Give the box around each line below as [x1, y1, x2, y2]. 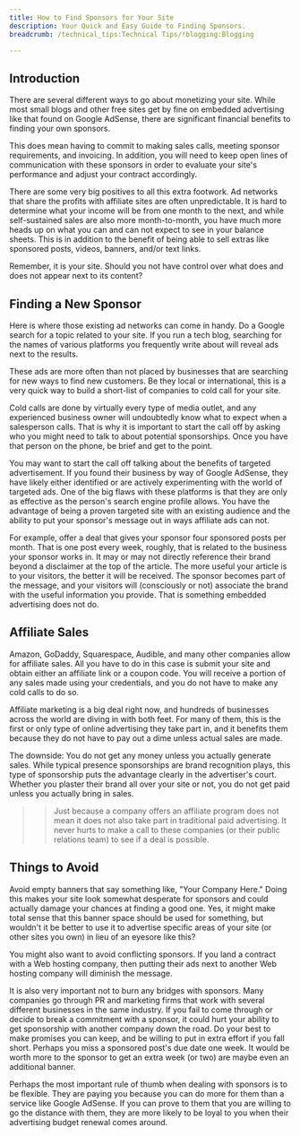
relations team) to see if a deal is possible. [53, 834, 210, 845]
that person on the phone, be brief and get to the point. [9, 441, 213, 451]
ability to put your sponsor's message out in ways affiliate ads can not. [9, 515, 270, 525]
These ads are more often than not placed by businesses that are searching [9, 366, 288, 376]
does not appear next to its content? [9, 271, 143, 281]
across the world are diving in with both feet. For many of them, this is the [9, 713, 282, 724]
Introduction [9, 71, 81, 86]
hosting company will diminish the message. [9, 968, 173, 978]
